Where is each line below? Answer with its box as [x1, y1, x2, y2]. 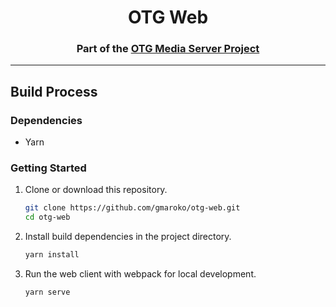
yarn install [24, 250, 80, 260]
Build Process [10, 83, 98, 100]
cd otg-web [24, 212, 71, 223]
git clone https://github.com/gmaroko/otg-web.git [24, 203, 241, 213]
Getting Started [10, 161, 87, 175]
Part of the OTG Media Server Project [76, 42, 260, 56]
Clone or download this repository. [24, 184, 168, 196]
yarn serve [24, 287, 71, 298]
